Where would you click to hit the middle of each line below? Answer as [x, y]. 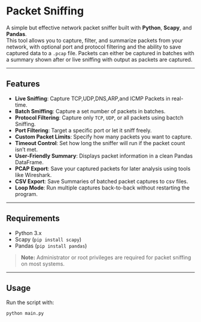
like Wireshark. [33, 174]
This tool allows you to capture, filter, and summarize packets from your [95, 40]
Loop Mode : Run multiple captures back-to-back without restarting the [102, 188]
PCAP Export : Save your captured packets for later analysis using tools [103, 168]
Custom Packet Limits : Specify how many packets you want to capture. [103, 137]
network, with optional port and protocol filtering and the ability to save [94, 47]
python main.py [25, 314]
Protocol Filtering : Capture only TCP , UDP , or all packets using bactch [99, 118]
